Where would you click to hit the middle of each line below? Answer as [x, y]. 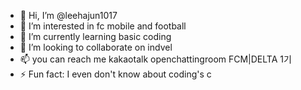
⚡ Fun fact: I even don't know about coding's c [115, 74]
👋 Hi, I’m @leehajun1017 [68, 15]
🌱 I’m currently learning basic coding [95, 36]
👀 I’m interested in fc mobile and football [103, 26]
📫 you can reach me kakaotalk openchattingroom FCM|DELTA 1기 [155, 59]
